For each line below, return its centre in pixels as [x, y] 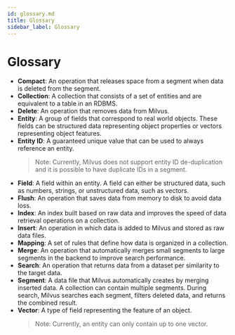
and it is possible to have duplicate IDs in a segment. [111, 170]
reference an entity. [46, 148]
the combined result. [47, 303]
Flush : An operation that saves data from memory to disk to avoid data [120, 198]
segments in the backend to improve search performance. [101, 258]
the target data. [40, 273]
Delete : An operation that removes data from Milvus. [93, 111]
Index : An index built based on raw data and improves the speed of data [122, 213]
